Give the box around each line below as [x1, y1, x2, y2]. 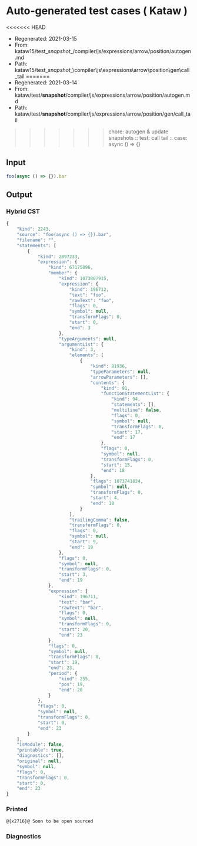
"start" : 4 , [90, 495, 119, 501]
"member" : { [48, 270, 78, 276]
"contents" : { [90, 379, 125, 386]
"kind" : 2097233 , [37, 254, 81, 260]
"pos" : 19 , [58, 681, 85, 687]
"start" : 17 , [111, 429, 143, 435]
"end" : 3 [69, 324, 91, 331]
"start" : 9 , [69, 539, 99, 545]
